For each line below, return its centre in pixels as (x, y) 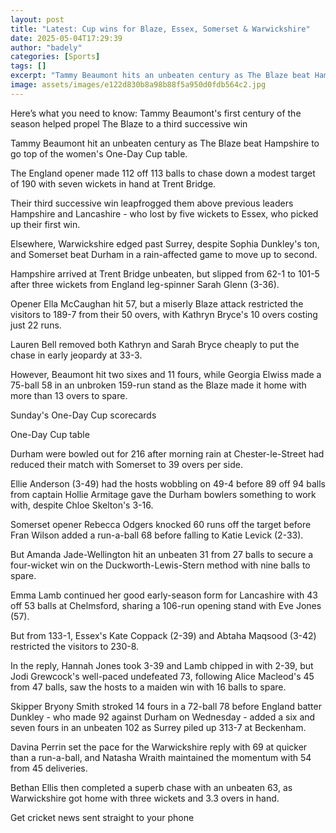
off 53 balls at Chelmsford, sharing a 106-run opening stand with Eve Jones (166, 605)
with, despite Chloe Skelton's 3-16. (82, 505)
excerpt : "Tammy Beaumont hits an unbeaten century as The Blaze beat (160, 76)
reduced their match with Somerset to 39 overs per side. (126, 464)
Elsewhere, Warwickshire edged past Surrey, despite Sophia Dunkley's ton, (165, 243)
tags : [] (28, 66)
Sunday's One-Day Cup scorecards (83, 415)
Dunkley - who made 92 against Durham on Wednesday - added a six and (163, 717)
